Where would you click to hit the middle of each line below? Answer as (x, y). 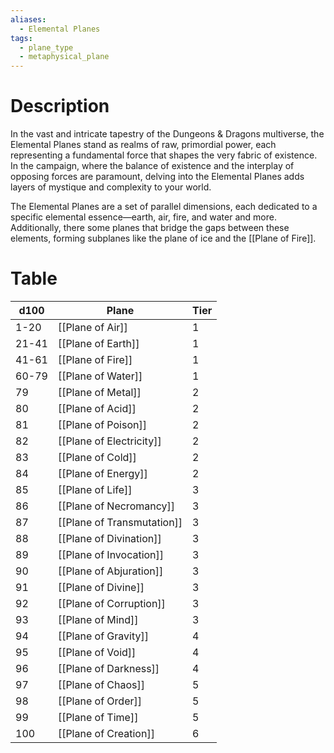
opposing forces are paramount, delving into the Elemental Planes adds (157, 177)
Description (60, 106)
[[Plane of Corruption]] (111, 603)
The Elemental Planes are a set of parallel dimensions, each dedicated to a (164, 207)
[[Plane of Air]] (92, 327)
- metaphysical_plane (64, 57)
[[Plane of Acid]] (97, 408)
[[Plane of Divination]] (109, 538)
